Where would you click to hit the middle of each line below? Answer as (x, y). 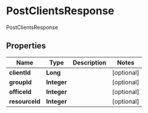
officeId (20, 92)
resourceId (25, 101)
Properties (26, 46)
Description (89, 62)
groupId (20, 82)
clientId (20, 72)
